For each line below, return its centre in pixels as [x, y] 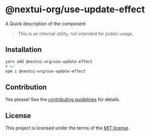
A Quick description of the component [46, 24]
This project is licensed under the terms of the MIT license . [67, 128]
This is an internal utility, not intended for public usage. [76, 33]
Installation [24, 50]
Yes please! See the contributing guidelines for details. [63, 100]
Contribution [26, 87]
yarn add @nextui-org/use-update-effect [49, 62]
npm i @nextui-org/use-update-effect [46, 71]
